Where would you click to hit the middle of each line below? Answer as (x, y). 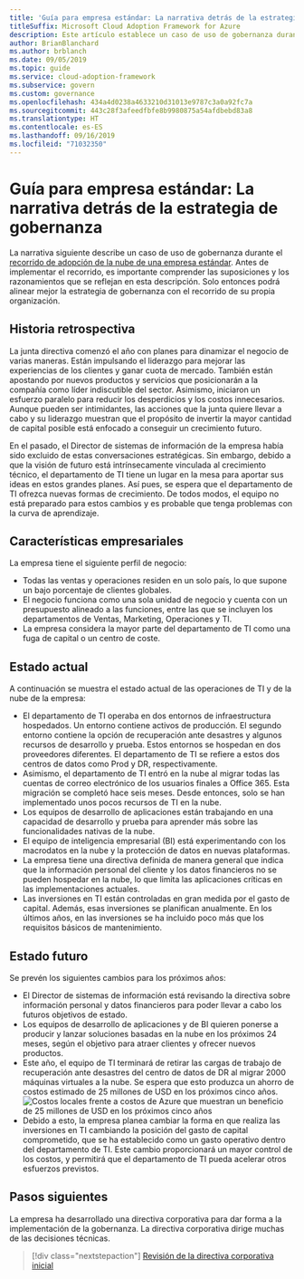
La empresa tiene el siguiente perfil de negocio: (98, 563)
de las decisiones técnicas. (60, 1238)
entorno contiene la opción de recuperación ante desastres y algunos (152, 736)
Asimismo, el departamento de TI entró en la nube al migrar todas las (151, 774)
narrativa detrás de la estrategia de (144, 208)
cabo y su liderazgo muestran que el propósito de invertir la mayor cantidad (151, 418)
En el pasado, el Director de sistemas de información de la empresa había (147, 446)
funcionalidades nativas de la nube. (89, 832)
